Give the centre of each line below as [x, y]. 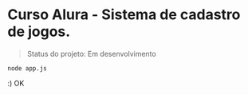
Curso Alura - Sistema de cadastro [124, 15]
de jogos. [39, 32]
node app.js [27, 68]
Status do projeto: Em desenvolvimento [91, 53]
